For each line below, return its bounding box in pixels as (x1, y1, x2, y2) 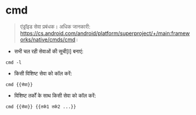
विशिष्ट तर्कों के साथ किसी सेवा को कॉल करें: (14, 92, 96, 99)
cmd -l (5, 60, 22, 65)
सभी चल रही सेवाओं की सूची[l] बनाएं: (14, 48, 84, 55)
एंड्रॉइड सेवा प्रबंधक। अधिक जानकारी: (19, 23, 91, 30)
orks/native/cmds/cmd (19, 36, 76, 43)
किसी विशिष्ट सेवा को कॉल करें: (14, 70, 72, 77)
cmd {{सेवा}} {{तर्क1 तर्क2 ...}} (5, 104, 76, 110)
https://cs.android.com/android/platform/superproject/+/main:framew (19, 29, 190, 37)
